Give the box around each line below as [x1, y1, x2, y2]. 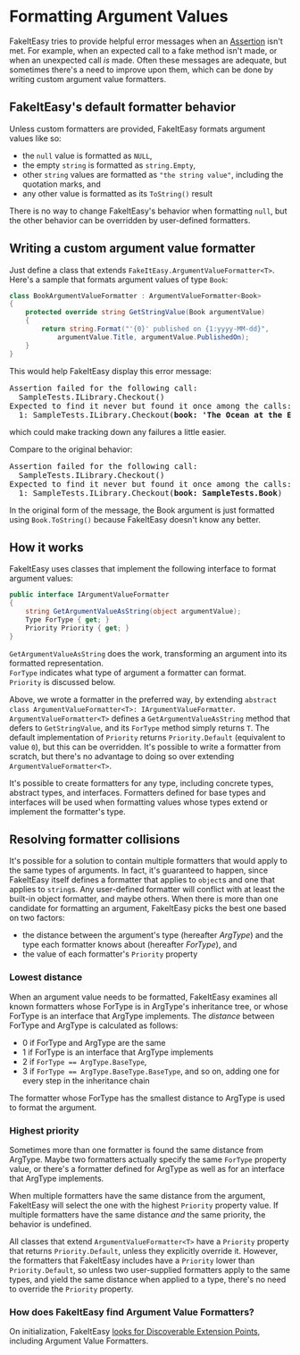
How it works [9, 539, 84, 555]
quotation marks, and [21, 179, 101, 189]
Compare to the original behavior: [9, 444, 133, 455]
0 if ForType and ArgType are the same [21, 1037, 166, 1048]
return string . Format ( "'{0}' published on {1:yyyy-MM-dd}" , [41, 324, 270, 334]
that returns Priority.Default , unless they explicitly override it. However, [9, 1246, 279, 1257]
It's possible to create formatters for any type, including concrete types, [9, 777, 274, 788]
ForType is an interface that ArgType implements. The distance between [9, 1010, 275, 1021]
